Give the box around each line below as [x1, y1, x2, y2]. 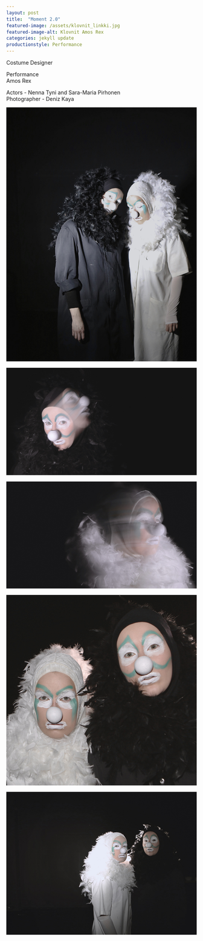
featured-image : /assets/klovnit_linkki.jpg [6, 22, 120, 28]
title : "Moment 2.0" [6, 16, 61, 22]
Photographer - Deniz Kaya [6, 96, 74, 102]
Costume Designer [6, 59, 53, 66]
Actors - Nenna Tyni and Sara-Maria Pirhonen [6, 89, 121, 96]
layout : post [6, 10, 39, 16]
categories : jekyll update [6, 35, 74, 42]
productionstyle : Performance [6, 42, 83, 48]
